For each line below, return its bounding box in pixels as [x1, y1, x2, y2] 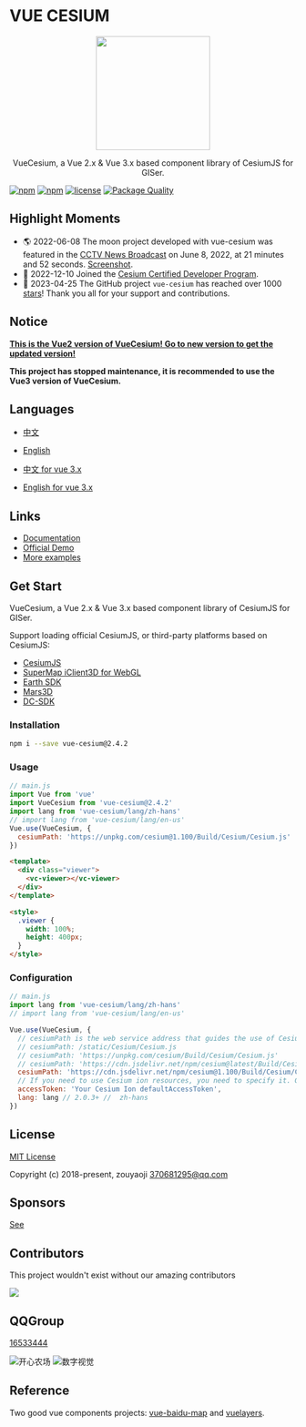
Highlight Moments [9, 211, 121, 227]
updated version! [9, 348, 76, 359]
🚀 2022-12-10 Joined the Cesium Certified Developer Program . [22, 268, 260, 279]
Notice [9, 314, 48, 330]
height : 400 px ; [25, 933, 84, 943]
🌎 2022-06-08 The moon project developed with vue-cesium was [22, 236, 273, 247]
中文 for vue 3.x [22, 464, 82, 474]
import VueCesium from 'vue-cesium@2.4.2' [9, 799, 173, 808]
